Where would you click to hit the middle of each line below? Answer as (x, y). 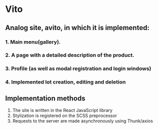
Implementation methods (45, 98)
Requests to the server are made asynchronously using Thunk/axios (83, 121)
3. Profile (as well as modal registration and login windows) (78, 68)
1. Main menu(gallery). (33, 42)
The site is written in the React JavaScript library (62, 110)
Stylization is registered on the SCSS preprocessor (65, 115)
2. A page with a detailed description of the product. (70, 55)
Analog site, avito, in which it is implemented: (77, 28)
